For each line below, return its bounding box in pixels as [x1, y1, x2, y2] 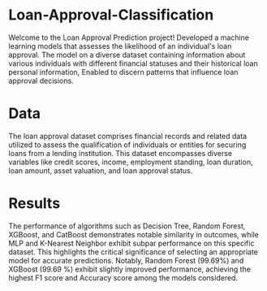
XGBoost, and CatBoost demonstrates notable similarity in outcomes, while [8, 229, 260, 239]
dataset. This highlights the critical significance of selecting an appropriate [8, 246, 258, 257]
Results [8, 194, 61, 213]
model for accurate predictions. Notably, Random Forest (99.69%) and [8, 255, 244, 265]
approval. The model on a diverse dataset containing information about [8, 50, 246, 59]
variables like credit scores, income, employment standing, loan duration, [8, 157, 253, 167]
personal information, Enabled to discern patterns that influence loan [8, 67, 239, 76]
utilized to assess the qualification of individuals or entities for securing [8, 140, 247, 150]
